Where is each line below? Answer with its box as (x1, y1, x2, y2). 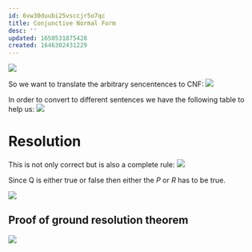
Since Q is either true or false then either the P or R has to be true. (8, 175, 226, 185)
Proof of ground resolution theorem (8, 214, 189, 227)
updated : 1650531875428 (8, 34, 88, 42)
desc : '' (8, 26, 38, 34)
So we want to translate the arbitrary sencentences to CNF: (8, 79, 204, 89)
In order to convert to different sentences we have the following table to (8, 95, 245, 105)
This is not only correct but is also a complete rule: (8, 160, 175, 170)
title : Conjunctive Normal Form (8, 19, 116, 27)
